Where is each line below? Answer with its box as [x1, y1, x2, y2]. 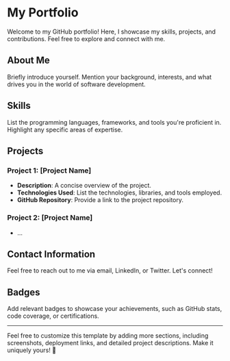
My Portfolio [7, 5, 79, 21]
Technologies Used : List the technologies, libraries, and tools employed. [16, 188, 222, 197]
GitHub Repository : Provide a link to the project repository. [16, 196, 183, 204]
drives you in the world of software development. [7, 80, 146, 88]
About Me [7, 55, 50, 66]
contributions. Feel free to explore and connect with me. [7, 34, 166, 42]
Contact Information [7, 248, 96, 260]
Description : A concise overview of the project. [16, 182, 152, 190]
